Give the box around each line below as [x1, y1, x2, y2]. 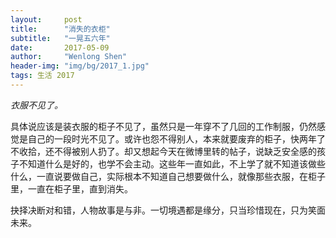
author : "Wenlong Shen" [10, 52, 128, 62]
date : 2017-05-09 [10, 42, 110, 53]
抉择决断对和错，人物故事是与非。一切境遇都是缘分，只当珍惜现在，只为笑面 [10, 204, 326, 216]
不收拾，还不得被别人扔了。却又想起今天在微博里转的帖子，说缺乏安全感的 [10, 145, 317, 157]
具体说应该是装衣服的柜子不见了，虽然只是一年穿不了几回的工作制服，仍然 [10, 120, 317, 132]
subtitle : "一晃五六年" [10, 33, 111, 43]
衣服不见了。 [10, 99, 63, 111]
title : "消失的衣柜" [10, 24, 111, 34]
